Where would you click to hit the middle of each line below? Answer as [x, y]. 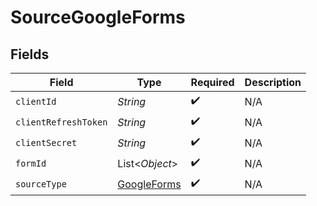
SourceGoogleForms [98, 17]
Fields [30, 54]
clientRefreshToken [61, 122]
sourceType [41, 184]
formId [31, 163]
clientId [36, 101]
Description [273, 82]
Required [212, 82]
